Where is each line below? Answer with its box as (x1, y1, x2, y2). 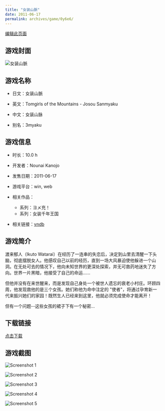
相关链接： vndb (12, 221, 45, 227)
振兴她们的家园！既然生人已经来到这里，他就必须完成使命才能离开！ (13, 292, 152, 298)
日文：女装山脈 (12, 91, 43, 96)
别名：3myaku (12, 122, 42, 128)
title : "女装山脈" (5, 7, 40, 12)
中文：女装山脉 (12, 112, 43, 117)
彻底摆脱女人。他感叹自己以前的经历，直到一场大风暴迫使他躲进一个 (13, 257, 152, 263)
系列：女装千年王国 (19, 211, 59, 217)
